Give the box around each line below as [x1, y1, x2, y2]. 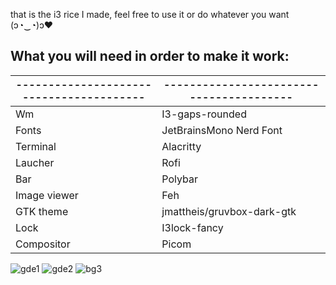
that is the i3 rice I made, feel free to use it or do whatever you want [10, 9, 290, 20]
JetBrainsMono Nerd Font [161, 123, 283, 137]
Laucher [15, 155, 55, 169]
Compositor [15, 237, 71, 251]
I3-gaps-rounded [161, 107, 247, 121]
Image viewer [15, 188, 79, 202]
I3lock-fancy [161, 220, 224, 234]
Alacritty [161, 139, 202, 153]
